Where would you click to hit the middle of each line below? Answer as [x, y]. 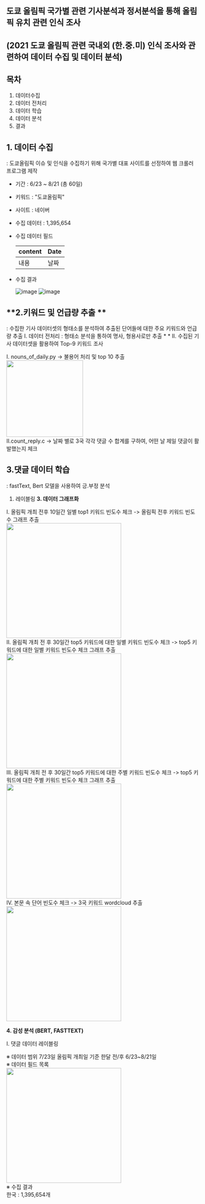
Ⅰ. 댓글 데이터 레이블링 [32, 1043]
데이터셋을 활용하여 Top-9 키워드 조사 [58, 344]
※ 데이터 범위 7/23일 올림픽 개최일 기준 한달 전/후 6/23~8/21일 [82, 1056]
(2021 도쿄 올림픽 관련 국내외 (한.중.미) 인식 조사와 [96, 45]
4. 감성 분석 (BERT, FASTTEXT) [45, 1031]
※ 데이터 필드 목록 [28, 1064]
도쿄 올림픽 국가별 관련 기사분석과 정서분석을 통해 [93, 11]
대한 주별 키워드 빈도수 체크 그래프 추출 [69, 780]
